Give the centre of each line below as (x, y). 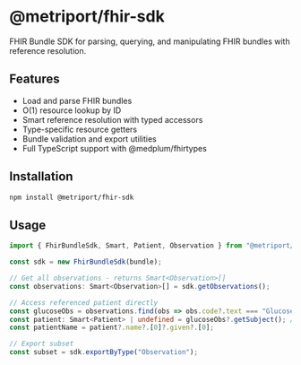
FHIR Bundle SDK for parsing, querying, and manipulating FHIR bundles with (150, 41)
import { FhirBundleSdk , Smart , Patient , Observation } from (126, 246)
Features (34, 79)
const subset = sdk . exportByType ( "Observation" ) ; (104, 352)
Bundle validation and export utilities (89, 139)
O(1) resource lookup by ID (72, 110)
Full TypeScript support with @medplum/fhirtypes (115, 148)
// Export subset (42, 344)
